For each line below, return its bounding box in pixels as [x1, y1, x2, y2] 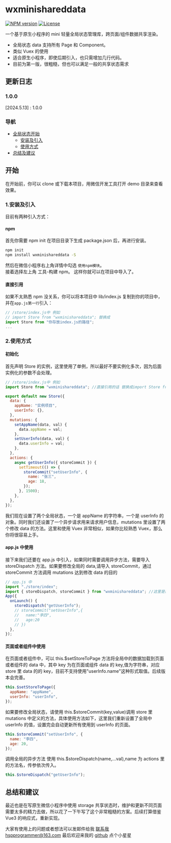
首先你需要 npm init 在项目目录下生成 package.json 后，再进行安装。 [5, 238, 149, 244]
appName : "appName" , [10, 690, 53, 695]
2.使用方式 [5, 337, 32, 345]
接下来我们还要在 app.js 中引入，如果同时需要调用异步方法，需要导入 [5, 557, 150, 563]
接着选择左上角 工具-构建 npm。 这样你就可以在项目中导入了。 [5, 269, 136, 275]
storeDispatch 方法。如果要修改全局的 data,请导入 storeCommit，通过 [5, 563, 152, 569]
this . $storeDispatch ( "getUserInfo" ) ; [5, 772, 85, 778]
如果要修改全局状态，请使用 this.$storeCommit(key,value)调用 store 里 [5, 708, 153, 715]
